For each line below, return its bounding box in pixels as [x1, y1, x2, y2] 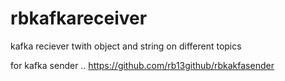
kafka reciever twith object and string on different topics [10, 40, 242, 52]
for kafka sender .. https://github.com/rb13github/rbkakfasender [10, 59, 275, 71]
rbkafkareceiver [10, 7, 148, 30]
